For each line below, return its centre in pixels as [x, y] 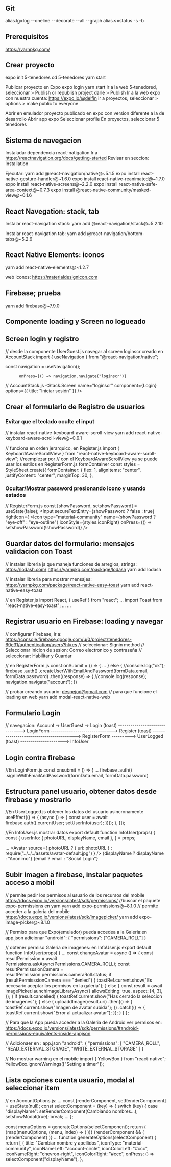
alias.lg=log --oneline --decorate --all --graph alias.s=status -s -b [75, 20]
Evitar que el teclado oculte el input [50, 422]
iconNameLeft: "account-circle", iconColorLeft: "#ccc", [91, 1148]
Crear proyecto [30, 65]
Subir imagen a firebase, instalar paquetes [74, 875]
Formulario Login [33, 713]
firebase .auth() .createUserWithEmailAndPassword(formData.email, [77, 671]
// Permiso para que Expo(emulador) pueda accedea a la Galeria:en [76, 932]
